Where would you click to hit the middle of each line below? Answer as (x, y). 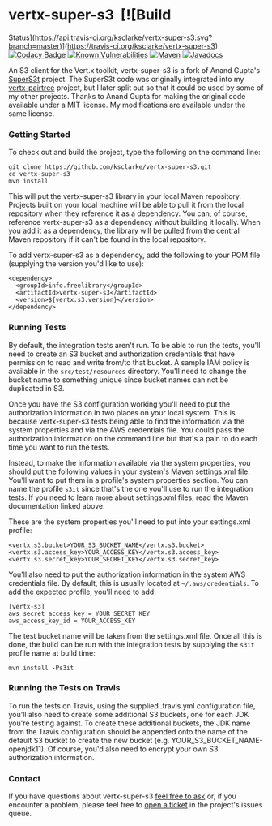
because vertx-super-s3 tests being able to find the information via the (127, 421)
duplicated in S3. (36, 388)
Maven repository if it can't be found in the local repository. (107, 239)
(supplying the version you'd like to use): (76, 264)
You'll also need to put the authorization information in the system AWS (127, 574)
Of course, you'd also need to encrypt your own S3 (133, 749)
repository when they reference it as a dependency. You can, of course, (128, 213)
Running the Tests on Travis (64, 688)
